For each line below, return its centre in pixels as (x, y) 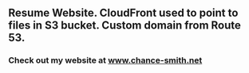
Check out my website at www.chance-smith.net (105, 60)
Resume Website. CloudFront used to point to (123, 13)
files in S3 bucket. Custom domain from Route (125, 26)
